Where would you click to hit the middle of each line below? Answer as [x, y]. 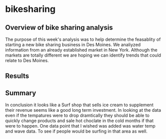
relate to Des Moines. [27, 60]
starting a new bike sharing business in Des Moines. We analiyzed [73, 45]
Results [17, 76]
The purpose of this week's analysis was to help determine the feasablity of [83, 39]
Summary [21, 93]
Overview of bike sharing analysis [59, 28]
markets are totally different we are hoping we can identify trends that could [83, 55]
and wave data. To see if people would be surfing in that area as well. [77, 131]
